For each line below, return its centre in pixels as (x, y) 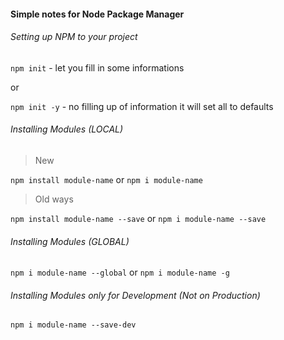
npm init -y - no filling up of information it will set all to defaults (142, 106)
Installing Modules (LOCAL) (67, 129)
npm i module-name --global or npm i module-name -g (120, 272)
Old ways (54, 199)
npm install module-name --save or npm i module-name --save (138, 218)
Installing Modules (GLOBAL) (70, 241)
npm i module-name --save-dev (73, 325)
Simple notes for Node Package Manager (97, 14)
